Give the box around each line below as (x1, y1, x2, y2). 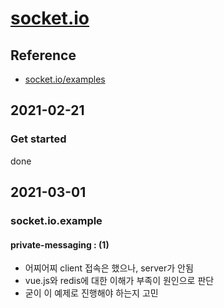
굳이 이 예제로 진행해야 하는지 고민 (24, 287, 159, 299)
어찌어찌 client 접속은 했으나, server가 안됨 (24, 262, 194, 274)
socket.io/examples (24, 73, 106, 85)
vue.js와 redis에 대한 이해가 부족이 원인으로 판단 (24, 275, 215, 287)
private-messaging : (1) (10, 238, 110, 251)
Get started (10, 132, 67, 146)
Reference (10, 47, 77, 64)
